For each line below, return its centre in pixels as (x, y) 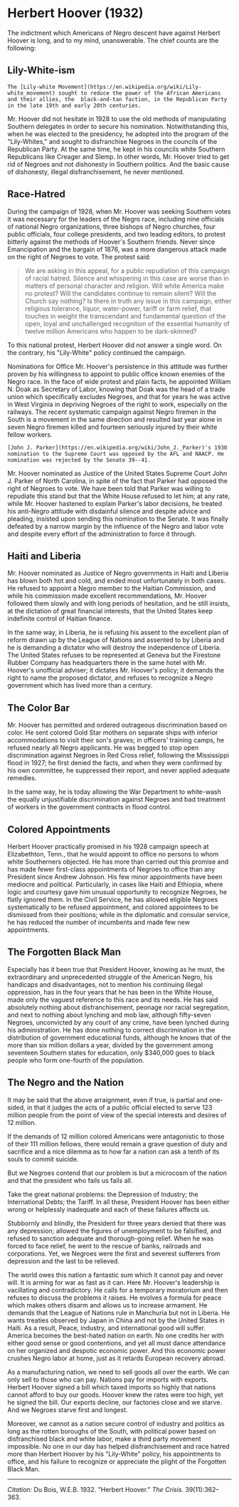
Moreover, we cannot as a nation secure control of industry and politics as (116, 1424)
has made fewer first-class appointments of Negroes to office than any (111, 869)
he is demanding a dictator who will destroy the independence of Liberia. (115, 648)
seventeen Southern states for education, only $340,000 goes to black (111, 1052)
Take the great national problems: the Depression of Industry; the (103, 1194)
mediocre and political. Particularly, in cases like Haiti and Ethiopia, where (115, 884)
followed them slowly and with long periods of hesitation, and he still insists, (119, 604)
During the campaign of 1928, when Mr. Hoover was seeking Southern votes (119, 211)
